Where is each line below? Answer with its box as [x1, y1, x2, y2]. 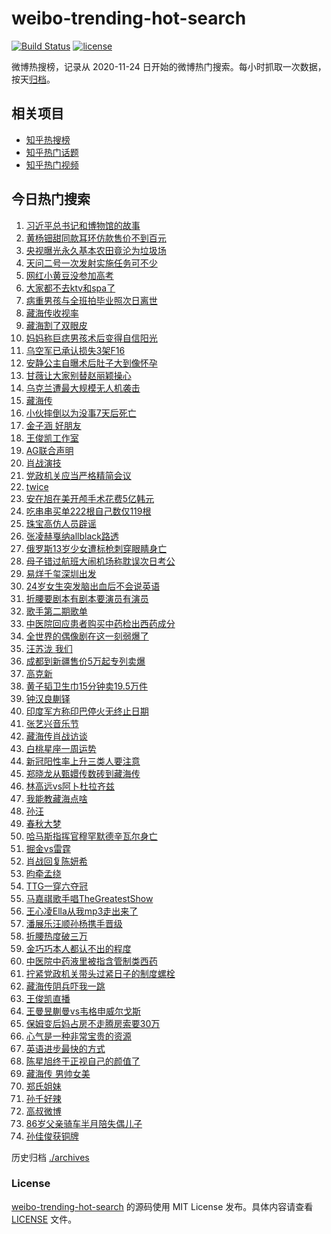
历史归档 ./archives [11, 1151, 90, 1163]
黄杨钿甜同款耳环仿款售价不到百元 [25, 232, 167, 244]
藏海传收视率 [25, 307, 79, 319]
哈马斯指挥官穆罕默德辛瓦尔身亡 [25, 830, 158, 842]
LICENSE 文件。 [11, 1213, 78, 1225]
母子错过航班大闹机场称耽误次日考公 [25, 555, 176, 567]
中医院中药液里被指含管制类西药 [25, 955, 158, 967]
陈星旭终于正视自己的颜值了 [25, 1055, 141, 1067]
